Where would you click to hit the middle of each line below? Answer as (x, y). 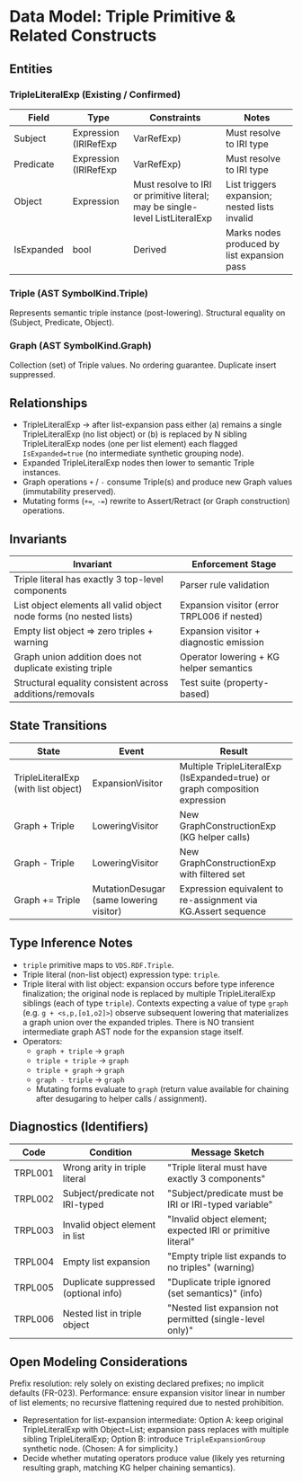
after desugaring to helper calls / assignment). (121, 1098)
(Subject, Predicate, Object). (62, 323)
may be (149, 207)
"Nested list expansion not (223, 1308)
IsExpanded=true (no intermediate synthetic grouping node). (133, 453)
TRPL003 (34, 1230)
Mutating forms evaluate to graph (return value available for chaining (162, 1088)
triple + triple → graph (82, 1060)
